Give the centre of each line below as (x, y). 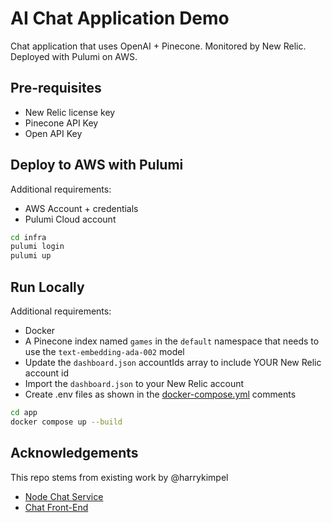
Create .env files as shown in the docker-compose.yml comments (160, 394)
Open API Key (53, 133)
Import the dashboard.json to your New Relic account (134, 383)
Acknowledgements (74, 453)
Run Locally (47, 287)
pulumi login (37, 247)
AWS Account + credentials (81, 208)
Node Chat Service (64, 496)
